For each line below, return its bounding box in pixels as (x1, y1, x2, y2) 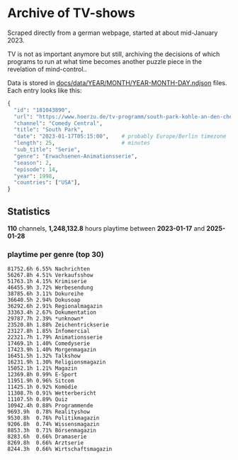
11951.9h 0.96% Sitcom (7, 378, 74, 385)
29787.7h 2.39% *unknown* (7, 315, 84, 322)
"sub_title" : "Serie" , (13, 146, 81, 153)
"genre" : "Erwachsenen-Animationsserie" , (13, 153, 138, 160)
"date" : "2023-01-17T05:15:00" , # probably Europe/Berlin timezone (13, 133, 227, 140)
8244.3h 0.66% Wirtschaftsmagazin (7, 446, 113, 453)
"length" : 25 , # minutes (13, 140, 151, 147)
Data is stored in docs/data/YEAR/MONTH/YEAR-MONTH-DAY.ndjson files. (7, 78, 227, 87)
